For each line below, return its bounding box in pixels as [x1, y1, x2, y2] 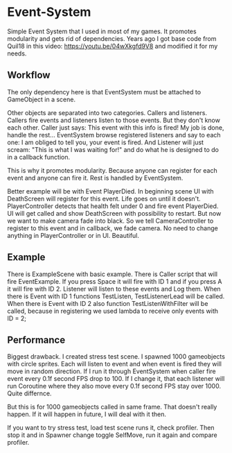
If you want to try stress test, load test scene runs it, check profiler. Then [7, 424, 215, 432]
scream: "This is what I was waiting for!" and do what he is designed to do [7, 145, 220, 153]
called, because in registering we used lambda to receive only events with [7, 307, 218, 315]
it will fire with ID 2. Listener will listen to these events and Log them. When [7, 284, 221, 293]
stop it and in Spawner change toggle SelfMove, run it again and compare [7, 431, 217, 439]
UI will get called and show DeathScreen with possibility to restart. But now [7, 209, 222, 217]
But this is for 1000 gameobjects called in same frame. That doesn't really [7, 403, 217, 411]
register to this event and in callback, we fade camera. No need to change [7, 223, 218, 232]
